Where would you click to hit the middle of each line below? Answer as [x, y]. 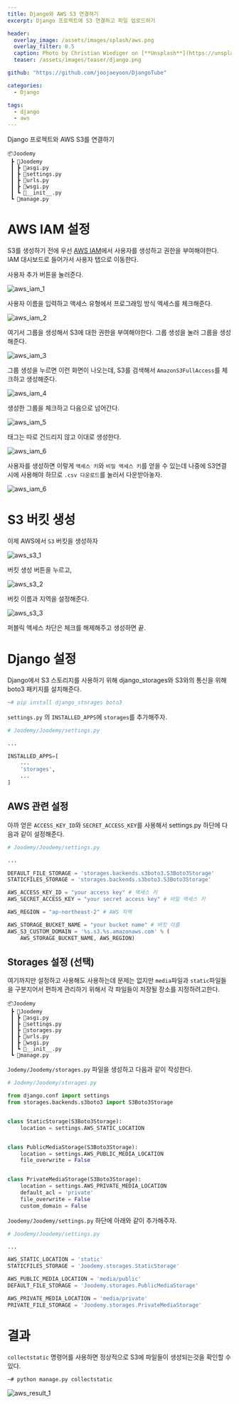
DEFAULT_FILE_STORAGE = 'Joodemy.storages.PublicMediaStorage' [103, 1286]
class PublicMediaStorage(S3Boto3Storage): [73, 1147]
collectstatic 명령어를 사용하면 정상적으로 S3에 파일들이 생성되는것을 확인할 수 [119, 1357]
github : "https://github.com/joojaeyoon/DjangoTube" [87, 73]
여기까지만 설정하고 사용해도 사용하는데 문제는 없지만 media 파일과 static [108, 981]
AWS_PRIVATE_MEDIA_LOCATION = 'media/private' [78, 1298]
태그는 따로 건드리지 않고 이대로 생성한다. [64, 437]
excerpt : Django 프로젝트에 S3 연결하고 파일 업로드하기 [81, 21]
